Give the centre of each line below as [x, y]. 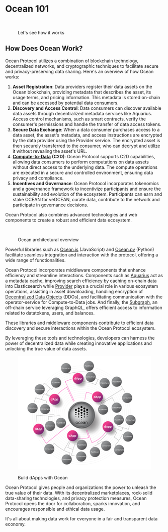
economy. [16, 524]
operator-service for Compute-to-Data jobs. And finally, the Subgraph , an [81, 302]
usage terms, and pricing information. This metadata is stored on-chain [86, 97]
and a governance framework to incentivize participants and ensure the [87, 189]
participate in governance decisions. [50, 205]
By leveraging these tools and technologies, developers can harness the [80, 338]
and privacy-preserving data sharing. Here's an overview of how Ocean [79, 71]
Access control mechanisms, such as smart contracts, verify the [79, 119]
